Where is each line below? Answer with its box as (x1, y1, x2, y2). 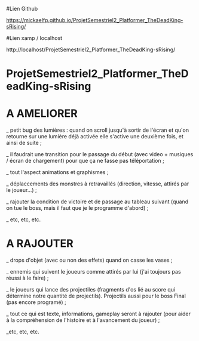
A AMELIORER (6, 107, 78, 120)
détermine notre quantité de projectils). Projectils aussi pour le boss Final (6, 292, 186, 300)
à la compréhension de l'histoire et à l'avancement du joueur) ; (6, 317, 160, 324)
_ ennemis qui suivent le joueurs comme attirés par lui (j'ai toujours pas (6, 268, 181, 275)
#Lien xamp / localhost (6, 35, 63, 41)
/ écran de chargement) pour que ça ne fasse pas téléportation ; (6, 157, 164, 165)
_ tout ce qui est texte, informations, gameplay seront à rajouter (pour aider (6, 310, 191, 318)
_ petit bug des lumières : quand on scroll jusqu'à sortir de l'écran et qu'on (6, 126, 189, 134)
